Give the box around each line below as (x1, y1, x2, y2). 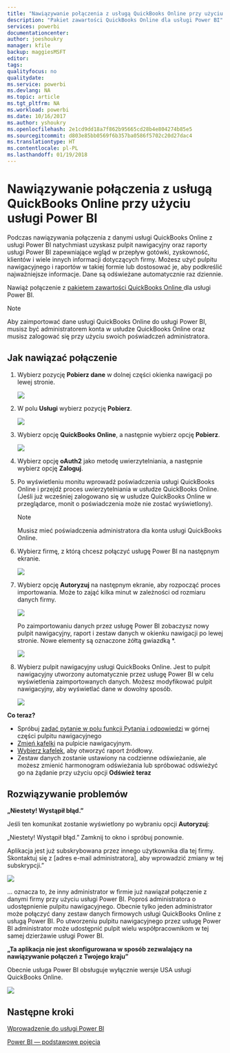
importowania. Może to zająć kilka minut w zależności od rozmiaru (17, 588, 206, 596)
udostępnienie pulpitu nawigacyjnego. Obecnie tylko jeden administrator (7, 902, 213, 911)
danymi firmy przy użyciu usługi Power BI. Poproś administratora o (7, 895, 196, 903)
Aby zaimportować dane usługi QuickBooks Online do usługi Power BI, (7, 317, 207, 325)
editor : (7, 55, 30, 62)
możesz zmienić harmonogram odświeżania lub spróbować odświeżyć (17, 761, 218, 769)
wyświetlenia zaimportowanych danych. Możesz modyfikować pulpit (17, 677, 213, 686)
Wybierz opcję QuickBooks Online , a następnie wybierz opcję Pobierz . (17, 430, 220, 438)
